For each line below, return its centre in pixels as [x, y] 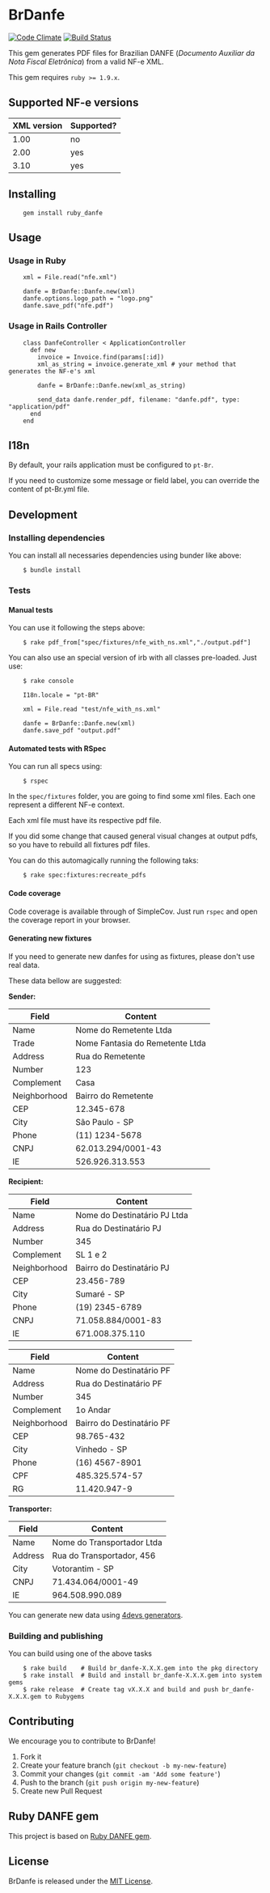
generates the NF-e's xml [52, 371]
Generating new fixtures [50, 938]
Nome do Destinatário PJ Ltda [132, 1215]
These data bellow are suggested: [65, 980]
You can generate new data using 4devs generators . [96, 1615]
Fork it [31, 1756]
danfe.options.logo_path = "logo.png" [88, 299]
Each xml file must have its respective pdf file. [85, 821]
